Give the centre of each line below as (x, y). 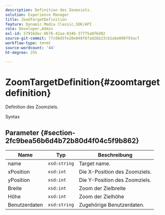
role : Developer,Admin (29, 29)
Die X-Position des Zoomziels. (115, 172)
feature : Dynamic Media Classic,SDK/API (49, 24)
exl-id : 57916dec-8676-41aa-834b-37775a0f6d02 (55, 34)
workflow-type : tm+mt (28, 43)
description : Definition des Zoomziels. (49, 10)
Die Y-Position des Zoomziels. (115, 180)
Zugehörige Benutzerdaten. (112, 205)
